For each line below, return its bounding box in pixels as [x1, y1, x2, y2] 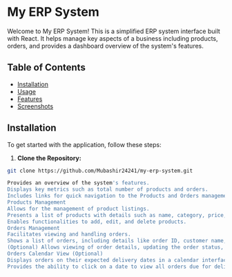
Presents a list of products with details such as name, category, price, [7, 211, 227, 218]
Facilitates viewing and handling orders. [7, 231, 131, 238]
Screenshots [17, 102, 54, 111]
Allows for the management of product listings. [7, 205, 150, 212]
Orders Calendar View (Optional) [7, 250, 104, 258]
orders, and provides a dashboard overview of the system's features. [7, 41, 204, 50]
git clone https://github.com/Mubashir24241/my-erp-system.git [7, 167, 193, 174]
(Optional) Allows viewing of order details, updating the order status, [7, 244, 224, 251]
